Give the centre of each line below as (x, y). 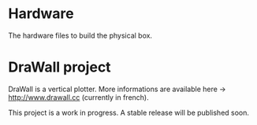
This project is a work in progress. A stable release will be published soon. (129, 112)
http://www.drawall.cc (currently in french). (78, 97)
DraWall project (60, 67)
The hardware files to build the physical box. (80, 35)
